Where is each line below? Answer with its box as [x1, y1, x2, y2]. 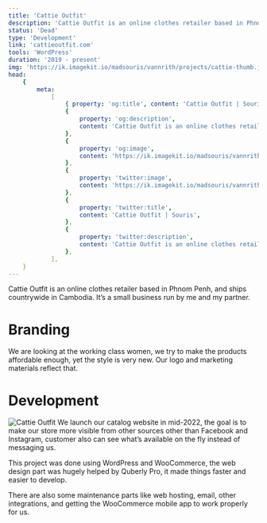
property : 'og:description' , [79, 115, 176, 123]
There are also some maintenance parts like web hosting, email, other [8, 490, 237, 500]
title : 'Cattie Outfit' [8, 11, 87, 20]
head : [8, 71, 26, 79]
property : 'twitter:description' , [79, 233, 194, 241]
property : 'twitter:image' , [79, 174, 172, 183]
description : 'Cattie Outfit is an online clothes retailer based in [8, 19, 244, 27]
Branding [8, 321, 70, 338]
